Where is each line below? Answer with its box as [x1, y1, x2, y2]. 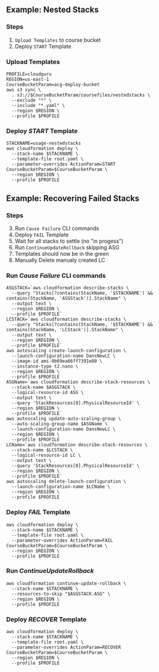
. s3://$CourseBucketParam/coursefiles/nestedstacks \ [11, 92, 151, 98]
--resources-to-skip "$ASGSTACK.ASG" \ [11, 591, 111, 597]
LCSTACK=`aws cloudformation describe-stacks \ [6, 316, 127, 322]
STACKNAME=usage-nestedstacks [6, 140, 82, 146]
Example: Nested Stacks [6, 5, 99, 15]
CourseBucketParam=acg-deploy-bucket [6, 81, 100, 87]
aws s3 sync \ [6, 87, 42, 93]
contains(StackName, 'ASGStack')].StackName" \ [6, 295, 127, 301]
